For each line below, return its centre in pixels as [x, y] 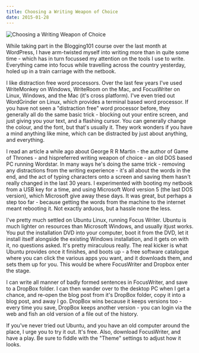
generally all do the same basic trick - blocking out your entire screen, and [97, 114]
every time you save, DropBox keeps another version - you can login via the [99, 307]
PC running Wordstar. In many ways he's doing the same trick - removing [96, 164]
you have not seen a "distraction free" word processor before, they [88, 108]
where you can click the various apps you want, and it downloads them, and [99, 258]
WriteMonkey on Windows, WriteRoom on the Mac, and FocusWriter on [93, 89]
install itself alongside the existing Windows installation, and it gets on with [97, 239]
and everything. [25, 140]
